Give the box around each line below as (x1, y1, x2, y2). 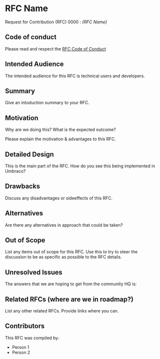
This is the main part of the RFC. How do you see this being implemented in (5, 163, 156, 169)
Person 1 (12, 344, 29, 350)
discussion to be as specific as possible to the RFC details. (5, 254, 122, 260)
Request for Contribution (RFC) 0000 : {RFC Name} (5, 19, 107, 25)
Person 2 (12, 349, 30, 355)
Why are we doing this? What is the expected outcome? (5, 127, 116, 132)
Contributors (5, 322, 45, 330)
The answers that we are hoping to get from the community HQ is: (5, 281, 137, 287)
